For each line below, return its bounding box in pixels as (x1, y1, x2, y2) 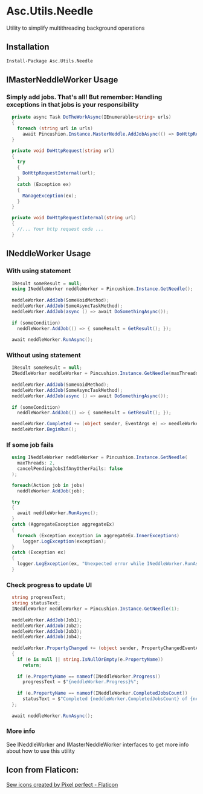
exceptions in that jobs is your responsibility (6, 100, 139, 108)
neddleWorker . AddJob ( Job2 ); (11, 623, 83, 629)
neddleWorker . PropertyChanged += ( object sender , (11, 645, 139, 652)
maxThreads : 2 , (17, 460, 56, 466)
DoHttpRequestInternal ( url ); (22, 170, 96, 176)
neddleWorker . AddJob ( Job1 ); (11, 617, 83, 623)
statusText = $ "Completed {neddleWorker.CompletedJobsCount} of (22, 696, 188, 702)
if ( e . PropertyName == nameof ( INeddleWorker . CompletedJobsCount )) (17, 690, 188, 696)
